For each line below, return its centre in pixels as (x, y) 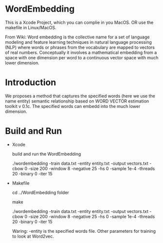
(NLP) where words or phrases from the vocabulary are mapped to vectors (80, 47)
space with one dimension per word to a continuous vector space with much (82, 57)
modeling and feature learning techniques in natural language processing (79, 42)
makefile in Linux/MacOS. (31, 27)
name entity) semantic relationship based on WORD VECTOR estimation (77, 101)
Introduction (31, 82)
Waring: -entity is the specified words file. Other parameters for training (84, 231)
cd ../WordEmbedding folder (40, 192)
